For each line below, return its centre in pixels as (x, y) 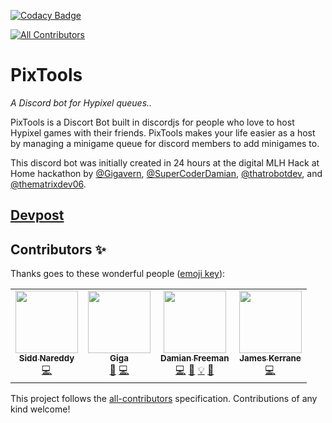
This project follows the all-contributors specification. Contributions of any (164, 399)
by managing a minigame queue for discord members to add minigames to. (165, 143)
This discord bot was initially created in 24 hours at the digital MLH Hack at (165, 162)
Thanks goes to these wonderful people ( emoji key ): (118, 274)
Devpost (37, 215)
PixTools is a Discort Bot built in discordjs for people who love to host (152, 122)
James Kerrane (270, 358)
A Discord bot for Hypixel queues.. (81, 102)
